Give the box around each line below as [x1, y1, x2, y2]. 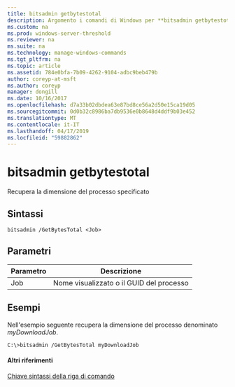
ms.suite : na [7, 43, 45, 50]
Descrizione [100, 266, 142, 276]
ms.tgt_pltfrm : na [7, 56, 61, 63]
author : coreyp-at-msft [7, 75, 77, 83]
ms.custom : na [7, 23, 49, 30]
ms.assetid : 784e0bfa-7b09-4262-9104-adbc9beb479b [7, 69, 158, 76]
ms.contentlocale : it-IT [7, 121, 80, 128]
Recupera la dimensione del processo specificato [7, 187, 150, 196]
